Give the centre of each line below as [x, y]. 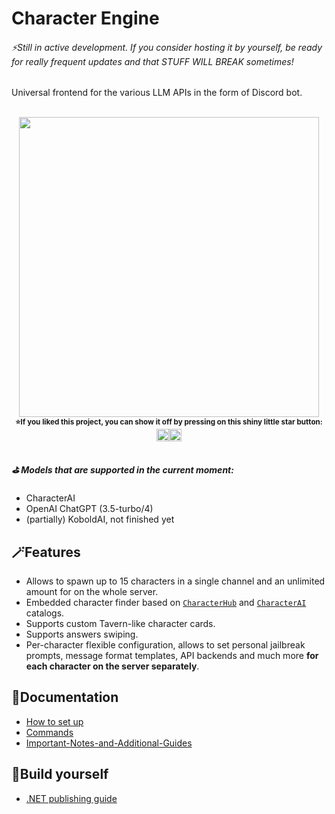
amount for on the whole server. [92, 591]
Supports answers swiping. [82, 634]
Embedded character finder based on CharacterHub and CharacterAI [166, 602]
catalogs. [45, 613]
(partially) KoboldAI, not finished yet [100, 519]
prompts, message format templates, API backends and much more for [172, 655]
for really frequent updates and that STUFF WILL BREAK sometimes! [152, 61]
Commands [49, 732]
